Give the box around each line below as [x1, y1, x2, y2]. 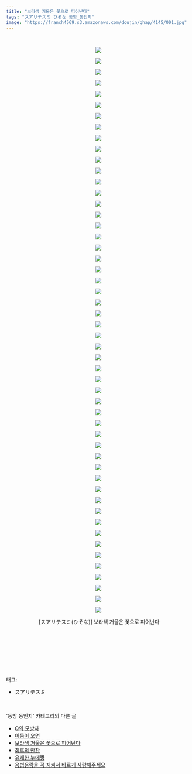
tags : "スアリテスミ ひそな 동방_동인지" [6, 14, 95, 20]
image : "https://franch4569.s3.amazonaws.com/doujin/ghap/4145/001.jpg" [6, 19, 187, 25]
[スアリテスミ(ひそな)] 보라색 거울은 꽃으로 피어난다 [39, 618, 160, 625]
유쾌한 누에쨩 [14, 754, 45, 761]
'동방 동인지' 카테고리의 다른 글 [6, 713, 77, 720]
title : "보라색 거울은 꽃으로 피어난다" [6, 8, 90, 15]
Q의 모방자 [14, 725, 39, 732]
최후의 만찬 [14, 747, 40, 754]
